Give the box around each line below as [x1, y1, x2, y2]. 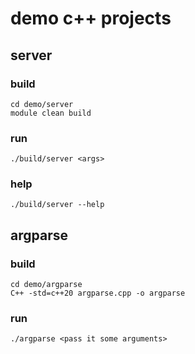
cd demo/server [10, 99, 74, 109]
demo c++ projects [10, 7, 172, 30]
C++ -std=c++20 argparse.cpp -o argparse [10, 288, 186, 299]
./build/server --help [10, 200, 105, 210]
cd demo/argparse [10, 280, 83, 290]
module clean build [10, 108, 92, 118]
